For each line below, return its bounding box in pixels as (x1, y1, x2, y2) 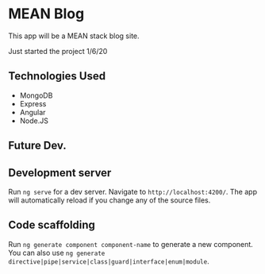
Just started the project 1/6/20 (8, 46, 108, 56)
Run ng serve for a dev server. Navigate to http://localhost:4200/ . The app (8, 187, 258, 196)
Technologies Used (8, 69, 106, 83)
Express (19, 98, 47, 108)
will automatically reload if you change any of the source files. (8, 195, 211, 205)
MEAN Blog (8, 5, 85, 23)
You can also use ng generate (8, 248, 106, 257)
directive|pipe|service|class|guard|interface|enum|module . (8, 256, 209, 266)
